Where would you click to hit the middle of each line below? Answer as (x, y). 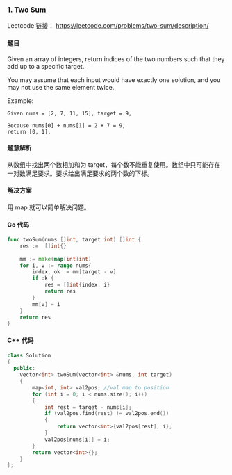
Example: (20, 100)
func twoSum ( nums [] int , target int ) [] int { (74, 240)
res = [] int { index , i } (77, 285)
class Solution (29, 355)
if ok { (43, 279)
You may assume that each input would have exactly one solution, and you (114, 80)
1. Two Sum (27, 10)
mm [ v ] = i (46, 304)
